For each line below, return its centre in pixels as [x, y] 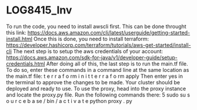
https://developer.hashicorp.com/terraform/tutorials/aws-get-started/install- [98, 45]
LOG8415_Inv [39, 10]
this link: [16, 32]
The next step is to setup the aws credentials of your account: [88, 51]
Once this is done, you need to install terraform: [91, 39]
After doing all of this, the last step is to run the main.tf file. [117, 63]
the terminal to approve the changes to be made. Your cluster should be [93, 82]
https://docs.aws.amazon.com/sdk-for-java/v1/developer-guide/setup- [92, 57]
